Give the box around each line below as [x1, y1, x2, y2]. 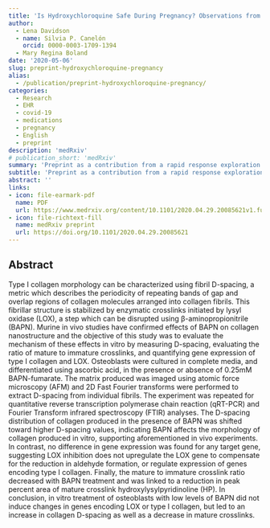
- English [15, 131, 48, 139]
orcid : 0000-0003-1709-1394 [22, 42, 117, 50]
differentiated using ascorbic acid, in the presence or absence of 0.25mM [8, 365, 252, 375]
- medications [15, 117, 63, 125]
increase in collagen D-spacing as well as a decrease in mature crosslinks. [8, 510, 256, 519]
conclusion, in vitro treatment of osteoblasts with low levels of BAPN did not [8, 493, 260, 502]
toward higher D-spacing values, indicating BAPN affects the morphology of [8, 424, 260, 434]
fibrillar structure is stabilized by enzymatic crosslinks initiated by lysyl [8, 305, 242, 314]
